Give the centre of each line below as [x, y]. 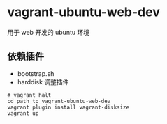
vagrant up [23, 113]
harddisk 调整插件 [43, 82]
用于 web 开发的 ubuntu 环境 [48, 32]
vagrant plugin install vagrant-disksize [68, 107]
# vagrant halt [29, 95]
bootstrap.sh [36, 73]
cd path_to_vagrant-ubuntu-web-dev [59, 101]
